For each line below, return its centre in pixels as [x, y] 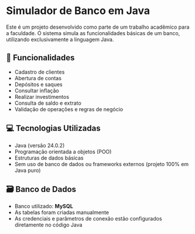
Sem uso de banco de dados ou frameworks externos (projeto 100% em [102, 164]
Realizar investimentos [42, 97]
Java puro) [28, 170]
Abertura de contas [38, 78]
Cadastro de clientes [40, 72]
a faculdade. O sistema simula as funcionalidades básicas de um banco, [93, 33]
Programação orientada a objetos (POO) [63, 152]
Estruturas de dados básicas [49, 158]
